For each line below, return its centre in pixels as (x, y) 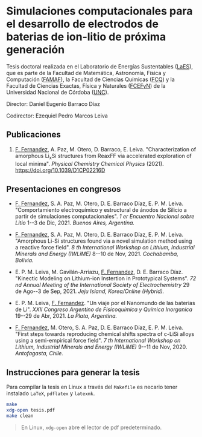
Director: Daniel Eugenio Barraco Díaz (53, 103)
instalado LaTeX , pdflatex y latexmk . (51, 393)
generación (36, 50)
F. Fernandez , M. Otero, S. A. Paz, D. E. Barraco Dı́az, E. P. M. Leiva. (99, 327)
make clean (20, 416)
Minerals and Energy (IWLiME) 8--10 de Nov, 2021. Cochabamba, (97, 254)
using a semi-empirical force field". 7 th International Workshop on (98, 341)
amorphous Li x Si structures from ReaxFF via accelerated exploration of (103, 156)
